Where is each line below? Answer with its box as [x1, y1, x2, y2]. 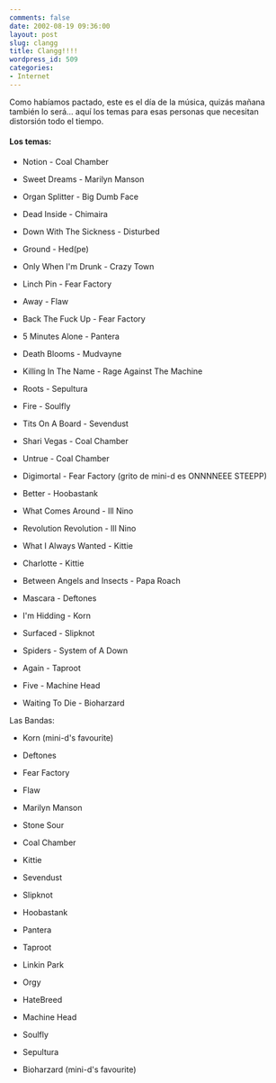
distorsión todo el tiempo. [9, 115, 104, 126]
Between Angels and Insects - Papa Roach [22, 575, 182, 586]
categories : [9, 64, 54, 73]
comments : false [9, 13, 70, 23]
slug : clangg [9, 38, 58, 48]
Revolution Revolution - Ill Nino [22, 523, 137, 533]
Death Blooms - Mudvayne [22, 348, 122, 359]
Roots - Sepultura [22, 383, 88, 394]
